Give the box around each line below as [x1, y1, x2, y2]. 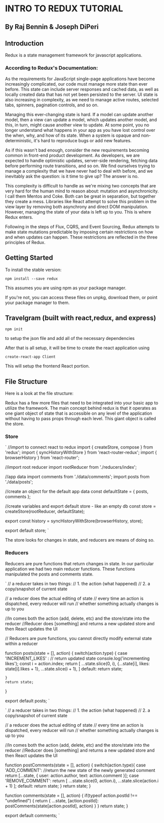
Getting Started [5, 254, 53, 262]
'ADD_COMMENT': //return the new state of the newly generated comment [5, 767, 156, 773]
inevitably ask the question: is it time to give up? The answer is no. [5, 173, 139, 179]
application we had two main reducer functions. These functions [5, 566, 136, 572]
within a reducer [5, 640, 38, 646]
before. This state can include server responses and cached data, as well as [5, 86, 159, 92]
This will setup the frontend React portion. [5, 363, 90, 369]
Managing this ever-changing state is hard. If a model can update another [5, 111, 154, 117]
